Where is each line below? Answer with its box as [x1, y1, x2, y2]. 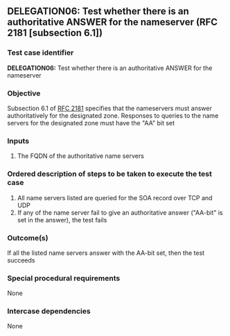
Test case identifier [7, 48, 74, 58]
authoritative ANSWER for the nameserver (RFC [7, 17, 218, 28]
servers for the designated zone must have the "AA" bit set [7, 118, 175, 127]
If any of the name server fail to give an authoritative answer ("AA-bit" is [17, 208, 223, 217]
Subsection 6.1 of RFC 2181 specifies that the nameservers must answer [7, 104, 213, 112]
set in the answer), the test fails [17, 215, 107, 224]
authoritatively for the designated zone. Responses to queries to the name [7, 111, 219, 120]
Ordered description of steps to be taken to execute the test [7, 169, 213, 179]
